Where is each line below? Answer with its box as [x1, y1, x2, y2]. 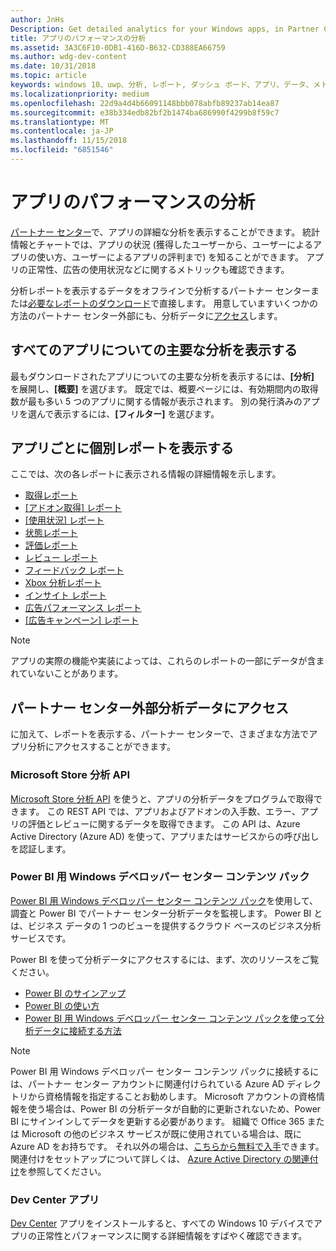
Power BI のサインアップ [24, 987, 127, 999]
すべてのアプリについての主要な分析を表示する [10, 342, 298, 359]
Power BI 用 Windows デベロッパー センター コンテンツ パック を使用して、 [10, 894, 319, 906]
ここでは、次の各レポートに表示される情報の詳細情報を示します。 [10, 468, 282, 480]
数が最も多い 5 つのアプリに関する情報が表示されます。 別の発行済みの [10, 395, 303, 407]
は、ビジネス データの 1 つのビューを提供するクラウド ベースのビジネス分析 [10, 919, 322, 931]
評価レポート [24, 539, 78, 551]
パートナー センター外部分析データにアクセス [10, 699, 289, 716]
